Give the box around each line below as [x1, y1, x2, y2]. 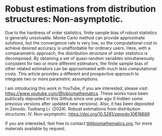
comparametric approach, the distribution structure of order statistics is [5, 50, 148, 56]
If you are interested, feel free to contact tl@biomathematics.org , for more [5, 120, 152, 126]
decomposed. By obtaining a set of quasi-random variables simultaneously [5, 55, 155, 61]
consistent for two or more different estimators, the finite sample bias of [5, 60, 148, 66]
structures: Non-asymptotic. [5, 14, 123, 25]
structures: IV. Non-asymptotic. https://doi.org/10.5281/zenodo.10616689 [5, 111, 150, 117]
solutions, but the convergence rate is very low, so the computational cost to [5, 40, 158, 45]
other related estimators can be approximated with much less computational [5, 65, 157, 71]
